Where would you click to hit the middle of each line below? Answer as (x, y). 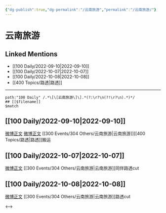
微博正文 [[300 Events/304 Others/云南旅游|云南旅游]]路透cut (68, 197)
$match (12, 106)
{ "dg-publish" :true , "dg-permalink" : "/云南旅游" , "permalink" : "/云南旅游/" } (81, 10)
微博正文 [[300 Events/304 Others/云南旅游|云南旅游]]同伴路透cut (72, 168)
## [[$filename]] (23, 102)
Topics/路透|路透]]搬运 (28, 140)
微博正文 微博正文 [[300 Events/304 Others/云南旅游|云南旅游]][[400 (75, 133)
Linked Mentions (31, 54)
